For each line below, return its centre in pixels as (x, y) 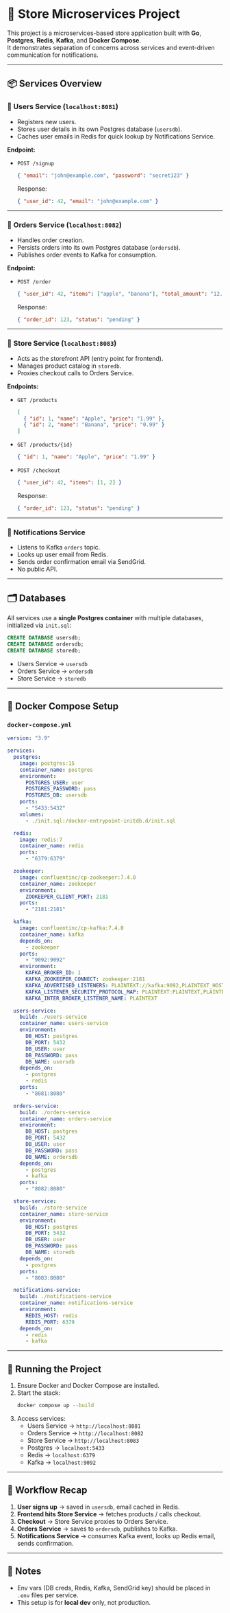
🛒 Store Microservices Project (93, 14)
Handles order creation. (50, 240)
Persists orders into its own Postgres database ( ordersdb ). (99, 247)
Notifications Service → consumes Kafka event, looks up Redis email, (116, 1535)
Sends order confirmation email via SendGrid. (81, 562)
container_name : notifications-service (76, 1303)
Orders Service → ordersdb (55, 671)
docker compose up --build (55, 1406)
